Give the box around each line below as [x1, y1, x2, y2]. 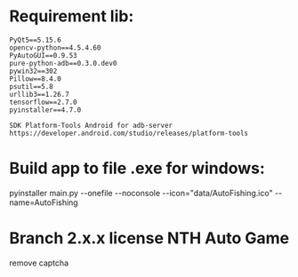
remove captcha [9, 257, 69, 268]
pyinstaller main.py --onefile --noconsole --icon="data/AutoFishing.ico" [9, 187, 273, 198]
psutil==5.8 [9, 82, 53, 91]
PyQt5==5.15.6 [9, 36, 62, 44]
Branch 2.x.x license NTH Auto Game [9, 228, 290, 249]
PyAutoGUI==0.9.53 [9, 51, 77, 59]
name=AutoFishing [9, 197, 78, 208]
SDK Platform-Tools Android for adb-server [9, 121, 173, 130]
